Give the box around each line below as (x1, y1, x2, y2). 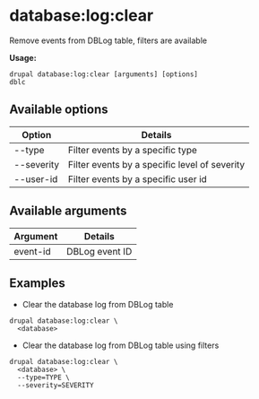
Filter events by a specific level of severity (67, 158, 246, 170)
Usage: (9, 52, 38, 63)
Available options (9, 102, 109, 117)
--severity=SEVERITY (17, 381, 94, 390)
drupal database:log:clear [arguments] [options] (9, 69, 199, 79)
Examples (9, 275, 65, 291)
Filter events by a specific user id (67, 172, 208, 185)
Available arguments (9, 204, 127, 219)
